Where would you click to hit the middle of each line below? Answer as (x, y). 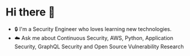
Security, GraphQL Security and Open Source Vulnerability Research (99, 46)
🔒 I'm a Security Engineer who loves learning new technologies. (93, 29)
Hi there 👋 (30, 12)
